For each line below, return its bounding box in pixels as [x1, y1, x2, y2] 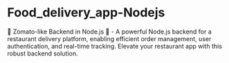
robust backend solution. [7, 49, 78, 58]
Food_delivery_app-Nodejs [7, 5, 165, 21]
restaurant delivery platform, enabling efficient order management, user [7, 34, 212, 42]
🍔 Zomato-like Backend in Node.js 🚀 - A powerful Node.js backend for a [7, 27, 212, 36]
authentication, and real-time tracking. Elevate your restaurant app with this [7, 42, 223, 50]
